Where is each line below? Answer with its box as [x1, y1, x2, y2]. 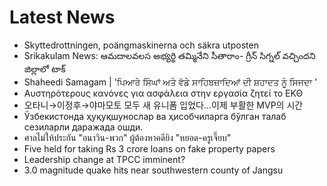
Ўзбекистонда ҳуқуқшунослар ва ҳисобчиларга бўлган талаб [23, 110, 287, 122]
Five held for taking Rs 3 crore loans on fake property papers [23, 142, 276, 155]
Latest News [9, 6, 116, 29]
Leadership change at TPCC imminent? [23, 153, 186, 165]
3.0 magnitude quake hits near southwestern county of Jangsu [23, 164, 284, 176]
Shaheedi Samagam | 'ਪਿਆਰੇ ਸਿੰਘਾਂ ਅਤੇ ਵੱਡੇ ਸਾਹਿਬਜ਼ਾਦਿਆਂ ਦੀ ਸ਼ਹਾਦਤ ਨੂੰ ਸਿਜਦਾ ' [23, 76, 318, 88]
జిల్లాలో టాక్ [23, 62, 66, 75]
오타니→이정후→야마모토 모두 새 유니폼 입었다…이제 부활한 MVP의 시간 [23, 99, 304, 111]
